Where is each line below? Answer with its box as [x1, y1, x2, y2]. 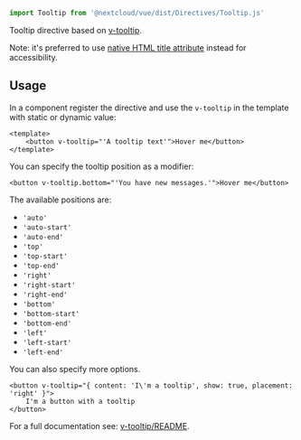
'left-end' [22, 348, 64, 357]
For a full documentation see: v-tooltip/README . [9, 420, 190, 431]
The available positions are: [9, 194, 112, 205]
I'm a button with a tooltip [25, 397, 136, 406]
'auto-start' [22, 222, 72, 232]
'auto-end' [22, 232, 64, 241]
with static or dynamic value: [9, 111, 117, 122]
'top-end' [22, 261, 61, 270]
